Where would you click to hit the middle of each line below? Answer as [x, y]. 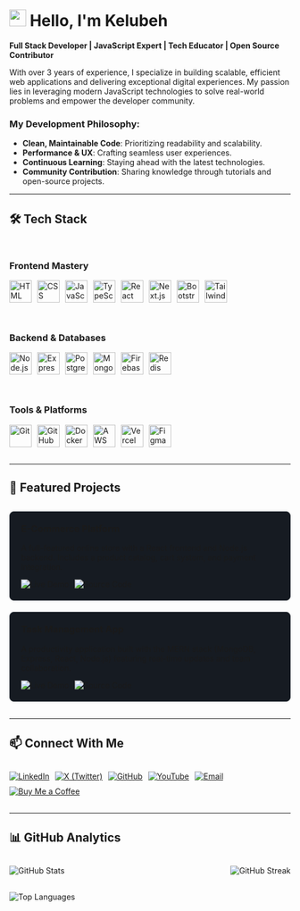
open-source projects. [63, 181]
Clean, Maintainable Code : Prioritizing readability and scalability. [142, 144]
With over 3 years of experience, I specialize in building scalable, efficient [145, 72]
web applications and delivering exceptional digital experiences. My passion [150, 81]
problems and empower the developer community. [102, 100]
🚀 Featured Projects [65, 487]
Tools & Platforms [48, 410]
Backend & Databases [58, 338]
